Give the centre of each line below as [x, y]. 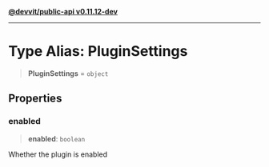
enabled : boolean [56, 138]
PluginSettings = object [68, 73]
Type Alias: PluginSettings [98, 52]
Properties [35, 99]
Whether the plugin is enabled [58, 154]
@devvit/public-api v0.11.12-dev [63, 12]
